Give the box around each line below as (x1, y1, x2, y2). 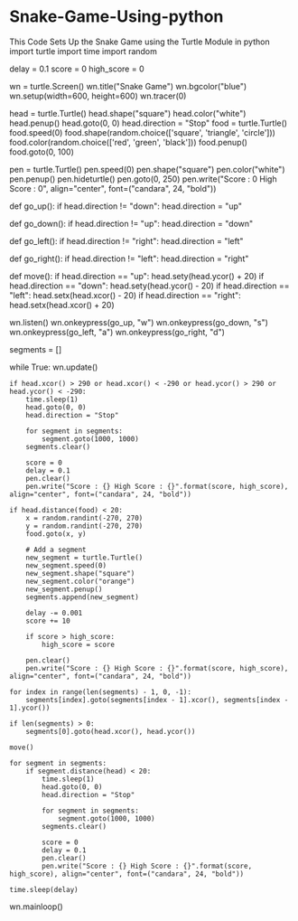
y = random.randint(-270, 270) (25, 522, 144, 531)
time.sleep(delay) (9, 885, 79, 894)
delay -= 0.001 (25, 608, 83, 617)
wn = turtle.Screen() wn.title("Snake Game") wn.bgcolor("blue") (9, 80, 247, 91)
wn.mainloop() (9, 901, 63, 912)
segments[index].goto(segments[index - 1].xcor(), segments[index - (25, 695, 289, 704)
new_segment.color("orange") (25, 577, 135, 586)
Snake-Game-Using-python (9, 6, 224, 27)
